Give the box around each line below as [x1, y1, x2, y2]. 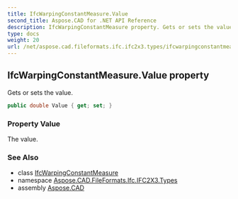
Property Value [7, 118, 61, 128]
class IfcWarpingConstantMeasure [17, 169, 119, 177]
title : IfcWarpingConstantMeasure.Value [7, 10, 129, 18]
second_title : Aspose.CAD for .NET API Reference [7, 17, 157, 24]
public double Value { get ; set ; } [7, 102, 113, 109]
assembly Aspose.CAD [17, 183, 85, 192]
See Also [7, 152, 39, 162]
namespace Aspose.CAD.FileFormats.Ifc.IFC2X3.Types [17, 176, 178, 185]
